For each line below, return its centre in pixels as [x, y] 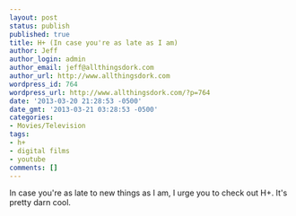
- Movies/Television [48, 126]
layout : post [34, 17]
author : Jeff [34, 51]
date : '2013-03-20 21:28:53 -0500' [76, 101]
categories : [31, 117]
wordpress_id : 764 [44, 84]
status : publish [39, 26]
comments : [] [34, 168]
